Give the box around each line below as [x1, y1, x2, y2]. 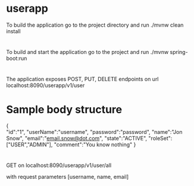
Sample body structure [6, 102, 123, 116]
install [6, 27, 21, 34]
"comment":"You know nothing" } [54, 141, 136, 148]
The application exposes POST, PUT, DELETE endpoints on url [6, 76, 159, 83]
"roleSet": [148, 135, 173, 142]
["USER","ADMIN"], [6, 141, 53, 148]
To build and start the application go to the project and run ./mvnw [6, 49, 169, 56]
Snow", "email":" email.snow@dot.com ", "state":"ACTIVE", [6, 135, 148, 142]
